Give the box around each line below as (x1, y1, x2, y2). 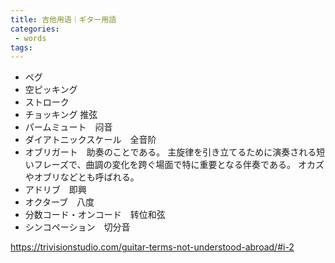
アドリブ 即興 (24, 184, 87, 196)
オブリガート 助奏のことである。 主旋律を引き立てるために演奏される (24, 146, 317, 158)
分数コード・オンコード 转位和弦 (24, 209, 166, 221)
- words (14, 33, 47, 43)
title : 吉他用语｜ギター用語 (10, 14, 117, 25)
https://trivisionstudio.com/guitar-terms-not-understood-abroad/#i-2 (10, 241, 295, 253)
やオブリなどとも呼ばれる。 (24, 171, 140, 183)
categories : (10, 24, 60, 34)
